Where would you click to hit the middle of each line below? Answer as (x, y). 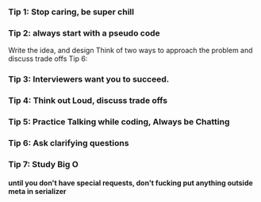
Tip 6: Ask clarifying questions (69, 143)
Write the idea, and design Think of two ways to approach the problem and (130, 51)
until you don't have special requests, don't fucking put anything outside (131, 183)
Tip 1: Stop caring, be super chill (71, 12)
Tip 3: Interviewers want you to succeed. (89, 79)
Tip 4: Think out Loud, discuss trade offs (88, 101)
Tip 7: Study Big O (44, 164)
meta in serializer (37, 192)
